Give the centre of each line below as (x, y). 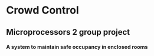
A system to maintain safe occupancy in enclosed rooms (77, 47)
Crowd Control (42, 10)
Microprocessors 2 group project (68, 32)
